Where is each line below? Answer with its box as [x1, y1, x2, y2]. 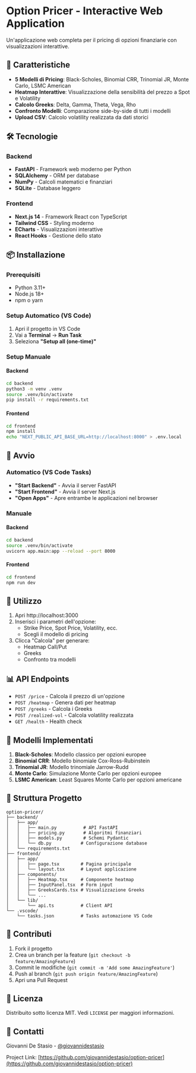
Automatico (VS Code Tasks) [6, 468, 91, 476]
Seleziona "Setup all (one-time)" [14, 337, 97, 345]
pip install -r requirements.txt [6, 397, 89, 403]
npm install [6, 429, 36, 435]
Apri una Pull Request [14, 976, 68, 983]
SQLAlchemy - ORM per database [14, 172, 99, 179]
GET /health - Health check [14, 718, 82, 725]
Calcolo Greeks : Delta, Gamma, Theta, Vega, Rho [14, 101, 137, 108]
